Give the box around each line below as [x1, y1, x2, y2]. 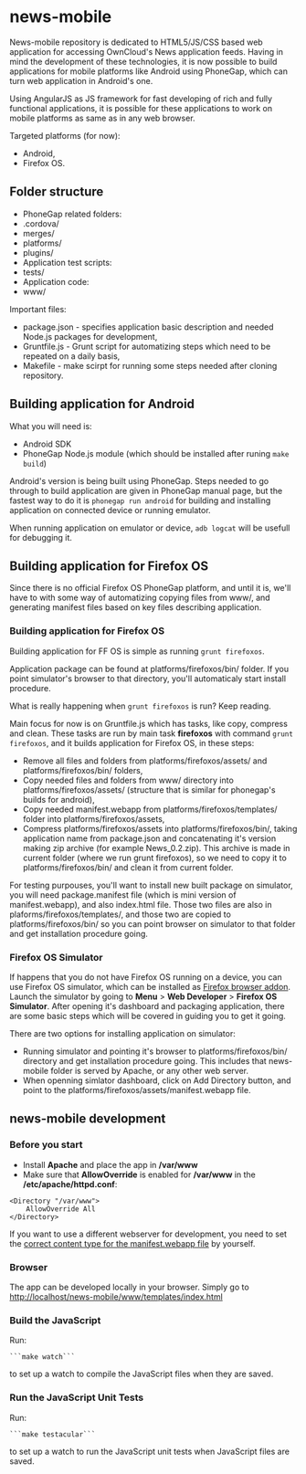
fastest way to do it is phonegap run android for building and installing [9, 495, 271, 506]
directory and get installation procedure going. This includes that [22, 1055, 267, 1066]
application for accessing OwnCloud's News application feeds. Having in [9, 46, 283, 57]
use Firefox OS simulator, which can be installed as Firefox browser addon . [9, 981, 290, 992]
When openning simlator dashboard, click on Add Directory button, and [22, 1075, 291, 1086]
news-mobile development [9, 1111, 166, 1127]
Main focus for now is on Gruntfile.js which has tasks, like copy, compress [9, 718, 288, 729]
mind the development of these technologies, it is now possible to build [9, 56, 278, 67]
